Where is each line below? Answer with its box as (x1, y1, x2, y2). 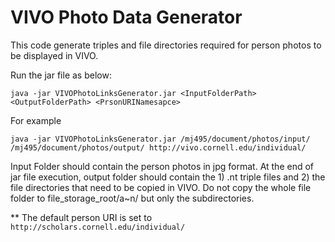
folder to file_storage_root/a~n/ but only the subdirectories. (10, 192, 255, 204)
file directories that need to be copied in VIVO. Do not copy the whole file (10, 181, 312, 193)
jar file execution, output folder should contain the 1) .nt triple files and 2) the (10, 171, 326, 183)
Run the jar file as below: (10, 69, 112, 81)
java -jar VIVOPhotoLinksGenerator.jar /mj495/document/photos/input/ (10, 134, 311, 144)
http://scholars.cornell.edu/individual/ (10, 222, 186, 232)
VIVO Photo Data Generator (10, 6, 243, 29)
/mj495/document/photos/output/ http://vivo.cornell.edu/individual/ (10, 142, 307, 153)
